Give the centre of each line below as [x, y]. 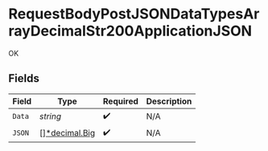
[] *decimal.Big [67, 133]
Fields [24, 78]
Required [121, 101]
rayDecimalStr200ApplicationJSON [130, 31]
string [50, 116]
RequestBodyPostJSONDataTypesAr [134, 14]
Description [169, 101]
